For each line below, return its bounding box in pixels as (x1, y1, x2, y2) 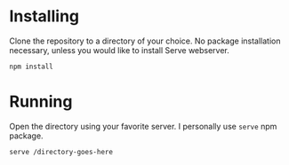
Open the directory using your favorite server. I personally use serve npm (9, 121, 277, 131)
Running (9, 91, 73, 112)
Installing (9, 6, 80, 27)
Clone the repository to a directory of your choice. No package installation (9, 35, 281, 46)
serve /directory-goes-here (9, 147, 114, 156)
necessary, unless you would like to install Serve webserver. (9, 44, 229, 55)
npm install (9, 62, 53, 71)
